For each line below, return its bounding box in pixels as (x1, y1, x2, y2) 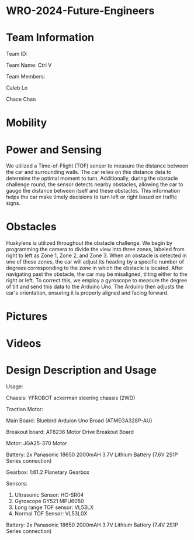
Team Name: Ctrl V (6, 61, 52, 69)
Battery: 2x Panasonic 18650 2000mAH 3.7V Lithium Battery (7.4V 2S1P (6, 521, 178, 528)
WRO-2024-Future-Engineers (6, 4, 155, 18)
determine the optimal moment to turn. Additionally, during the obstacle (6, 175, 178, 182)
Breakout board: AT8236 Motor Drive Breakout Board (6, 428, 134, 435)
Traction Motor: (6, 405, 44, 412)
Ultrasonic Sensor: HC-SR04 (14, 491, 84, 498)
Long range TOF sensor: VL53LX (14, 504, 94, 511)
